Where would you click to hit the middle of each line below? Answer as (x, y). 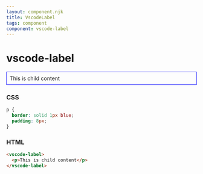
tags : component (27, 23)
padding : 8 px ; (29, 121)
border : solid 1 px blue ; (43, 116)
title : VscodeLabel (31, 17)
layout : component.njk (35, 12)
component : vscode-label (37, 29)
